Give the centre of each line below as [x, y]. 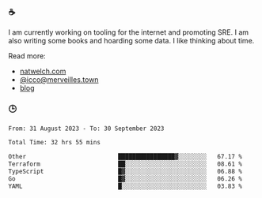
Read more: [27, 56]
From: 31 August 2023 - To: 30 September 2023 [86, 129]
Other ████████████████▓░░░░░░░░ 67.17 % [125, 157]
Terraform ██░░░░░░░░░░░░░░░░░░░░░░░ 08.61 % [125, 164]
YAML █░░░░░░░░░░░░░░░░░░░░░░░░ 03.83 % [125, 186]
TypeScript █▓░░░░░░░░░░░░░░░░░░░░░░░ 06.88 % [125, 172]
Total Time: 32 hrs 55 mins [55, 143]
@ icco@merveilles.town [59, 80]
